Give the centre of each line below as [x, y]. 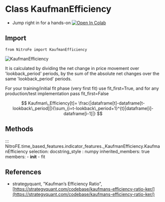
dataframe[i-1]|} [80, 113]
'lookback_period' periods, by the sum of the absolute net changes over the [82, 73]
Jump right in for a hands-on [41, 23]
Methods [19, 129]
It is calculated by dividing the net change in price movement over [72, 68]
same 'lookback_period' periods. [39, 79]
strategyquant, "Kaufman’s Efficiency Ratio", [57, 184]
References [23, 172]
